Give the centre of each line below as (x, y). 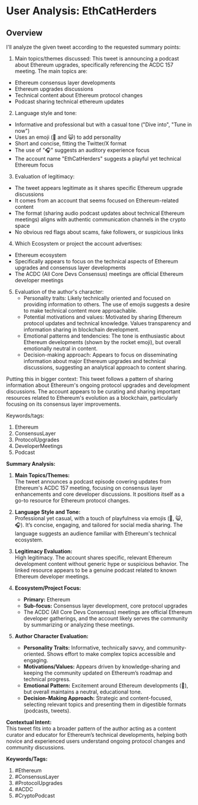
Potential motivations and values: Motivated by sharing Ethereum (103, 317)
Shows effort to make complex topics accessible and (111, 654)
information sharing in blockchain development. (82, 330)
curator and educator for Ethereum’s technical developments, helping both (97, 735)
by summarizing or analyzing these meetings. (79, 625)
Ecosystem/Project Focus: (48, 588)
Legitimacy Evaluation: (43, 551)
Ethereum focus (34, 165)
